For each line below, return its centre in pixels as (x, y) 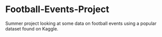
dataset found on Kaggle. (32, 28)
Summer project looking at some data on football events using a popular (81, 23)
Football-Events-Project (57, 9)
